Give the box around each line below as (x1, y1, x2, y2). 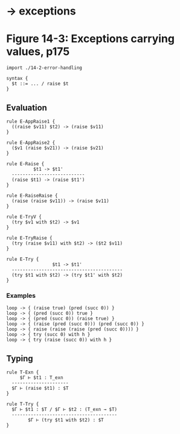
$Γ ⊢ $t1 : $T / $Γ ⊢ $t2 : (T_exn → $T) (11, 407, 118, 413)
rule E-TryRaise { (6, 235, 53, 241)
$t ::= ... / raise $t (11, 81, 69, 87)
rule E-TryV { (6, 214, 42, 220)
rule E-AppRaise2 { (6, 139, 56, 146)
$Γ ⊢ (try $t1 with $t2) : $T (28, 417, 104, 423)
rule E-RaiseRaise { (6, 192, 59, 199)
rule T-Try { (6, 401, 39, 407)
